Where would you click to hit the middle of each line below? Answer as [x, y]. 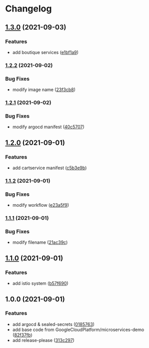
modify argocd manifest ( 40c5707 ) [48, 127]
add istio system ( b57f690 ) [40, 283]
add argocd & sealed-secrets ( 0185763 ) [53, 324]
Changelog [28, 9]
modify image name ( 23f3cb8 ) [44, 90]
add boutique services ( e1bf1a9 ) [45, 52]
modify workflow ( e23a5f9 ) [40, 205]
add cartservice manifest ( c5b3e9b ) [49, 168]
